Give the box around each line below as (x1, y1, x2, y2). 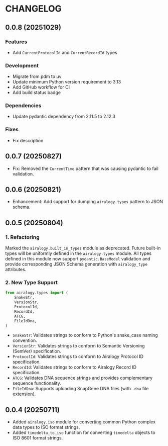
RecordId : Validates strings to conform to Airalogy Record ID (12, 364, 137, 370)
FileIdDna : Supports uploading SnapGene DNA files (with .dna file (12, 386, 149, 392)
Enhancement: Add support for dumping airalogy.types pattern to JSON (12, 199, 163, 205)
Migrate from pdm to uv (12, 73, 62, 79)
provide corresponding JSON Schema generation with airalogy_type (5, 261, 148, 267)
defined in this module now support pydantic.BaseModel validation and (5, 256, 150, 262)
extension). (12, 391, 36, 397)
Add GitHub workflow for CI (12, 84, 70, 91)
